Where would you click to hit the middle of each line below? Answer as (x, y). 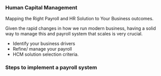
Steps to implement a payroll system (51, 67)
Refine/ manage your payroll (42, 49)
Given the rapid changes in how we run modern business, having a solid (81, 28)
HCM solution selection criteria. (45, 54)
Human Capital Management (41, 8)
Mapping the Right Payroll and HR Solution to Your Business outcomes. (79, 19)
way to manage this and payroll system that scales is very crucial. (74, 34)
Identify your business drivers (44, 44)
